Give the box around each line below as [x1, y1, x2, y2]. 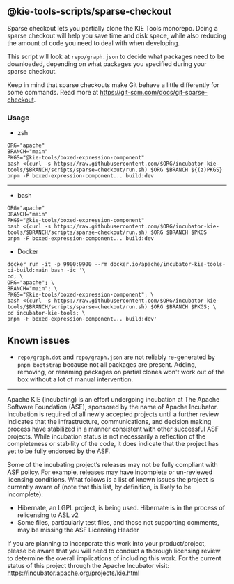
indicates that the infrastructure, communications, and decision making [7, 417, 212, 425]
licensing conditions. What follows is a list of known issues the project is [7, 475, 214, 483]
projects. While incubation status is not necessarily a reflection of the [7, 432, 206, 441]
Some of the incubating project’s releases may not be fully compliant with [7, 460, 218, 468]
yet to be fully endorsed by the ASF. [7, 447, 111, 455]
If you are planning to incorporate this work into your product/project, [7, 539, 207, 547]
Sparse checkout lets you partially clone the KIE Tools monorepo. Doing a [7, 24, 218, 32]
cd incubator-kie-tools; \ [7, 310, 86, 317]
